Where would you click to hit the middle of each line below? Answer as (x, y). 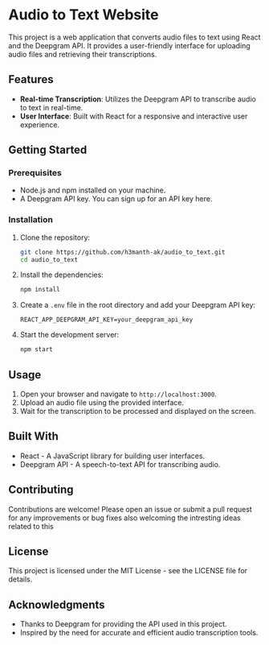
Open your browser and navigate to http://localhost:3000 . (118, 394)
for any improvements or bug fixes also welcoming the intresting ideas (124, 518)
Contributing (41, 490)
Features (31, 79)
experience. (40, 124)
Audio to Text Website (84, 15)
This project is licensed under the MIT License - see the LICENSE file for (128, 571)
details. (20, 579)
